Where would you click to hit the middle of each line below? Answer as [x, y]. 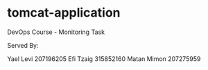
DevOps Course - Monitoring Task [56, 32]
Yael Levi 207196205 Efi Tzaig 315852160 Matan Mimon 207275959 [104, 59]
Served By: [23, 45]
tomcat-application [64, 13]
